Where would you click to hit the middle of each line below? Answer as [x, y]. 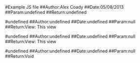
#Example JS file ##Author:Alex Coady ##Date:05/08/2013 [64, 7]
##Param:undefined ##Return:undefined [46, 12]
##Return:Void [20, 56]
